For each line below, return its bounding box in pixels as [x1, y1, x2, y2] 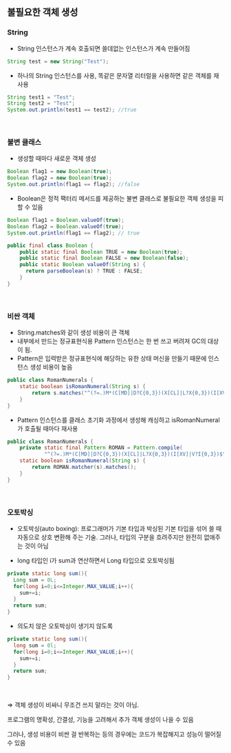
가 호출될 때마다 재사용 [16, 424, 78, 432]
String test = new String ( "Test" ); [7, 58, 109, 65]
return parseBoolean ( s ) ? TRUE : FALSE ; [25, 268, 143, 274]
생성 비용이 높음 [30, 363, 73, 371]
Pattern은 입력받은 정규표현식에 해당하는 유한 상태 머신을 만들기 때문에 [16, 354, 207, 363]
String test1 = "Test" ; [7, 94, 76, 101]
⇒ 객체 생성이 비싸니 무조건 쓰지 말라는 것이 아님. [7, 701, 140, 709]
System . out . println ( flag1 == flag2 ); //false [7, 181, 140, 188]
